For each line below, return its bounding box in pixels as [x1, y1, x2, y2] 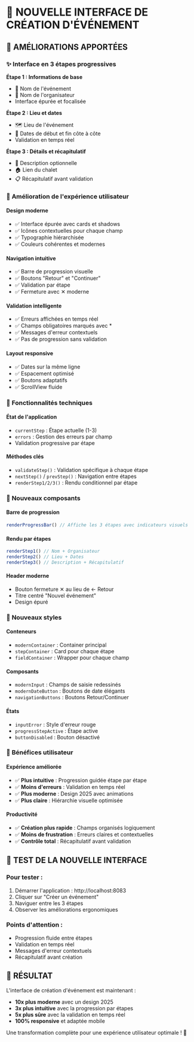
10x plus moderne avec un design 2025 [14, 998, 113, 1006]
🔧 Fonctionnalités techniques [6, 398, 93, 407]
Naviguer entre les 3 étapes [14, 900, 84, 907]
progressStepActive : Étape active [14, 727, 98, 735]
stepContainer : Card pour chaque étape [14, 648, 115, 655]
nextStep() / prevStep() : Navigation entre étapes [14, 473, 137, 480]
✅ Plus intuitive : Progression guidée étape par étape [14, 776, 147, 784]
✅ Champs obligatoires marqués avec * [14, 322, 112, 330]
